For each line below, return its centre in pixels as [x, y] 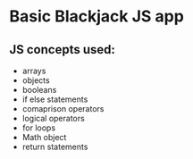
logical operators [53, 118]
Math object [44, 137]
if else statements [55, 99]
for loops [39, 128]
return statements [55, 146]
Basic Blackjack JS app [97, 17]
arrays [34, 71]
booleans [39, 90]
